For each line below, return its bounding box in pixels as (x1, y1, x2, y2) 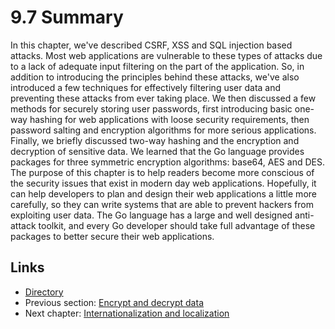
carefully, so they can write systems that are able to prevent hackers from (10, 198, 314, 210)
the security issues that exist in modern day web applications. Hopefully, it (10, 177, 317, 189)
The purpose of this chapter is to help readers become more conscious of (10, 166, 315, 178)
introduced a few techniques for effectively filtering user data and (10, 81, 282, 93)
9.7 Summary (10, 6, 124, 29)
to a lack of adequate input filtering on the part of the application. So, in (10, 60, 305, 72)
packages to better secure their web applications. (10, 230, 215, 242)
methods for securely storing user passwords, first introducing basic (10, 102, 293, 115)
